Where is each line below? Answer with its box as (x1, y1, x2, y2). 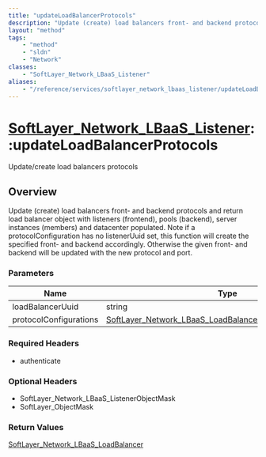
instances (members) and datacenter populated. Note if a (8, 223, 196, 232)
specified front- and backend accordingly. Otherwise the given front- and (8, 240, 248, 249)
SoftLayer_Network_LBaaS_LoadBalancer (8, 440, 144, 449)
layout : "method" (8, 26, 66, 34)
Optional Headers (8, 376, 78, 387)
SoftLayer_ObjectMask (19, 402, 93, 412)
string (105, 301, 128, 312)
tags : (8, 33, 26, 42)
